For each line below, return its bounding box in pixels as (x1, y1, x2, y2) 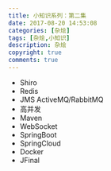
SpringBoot (19, 130, 57, 139)
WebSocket (19, 121, 58, 131)
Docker (19, 146, 44, 156)
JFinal (19, 155, 40, 165)
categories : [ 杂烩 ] (8, 26, 71, 34)
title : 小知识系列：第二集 (8, 11, 87, 20)
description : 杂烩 (8, 41, 67, 49)
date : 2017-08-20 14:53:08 (8, 19, 98, 27)
